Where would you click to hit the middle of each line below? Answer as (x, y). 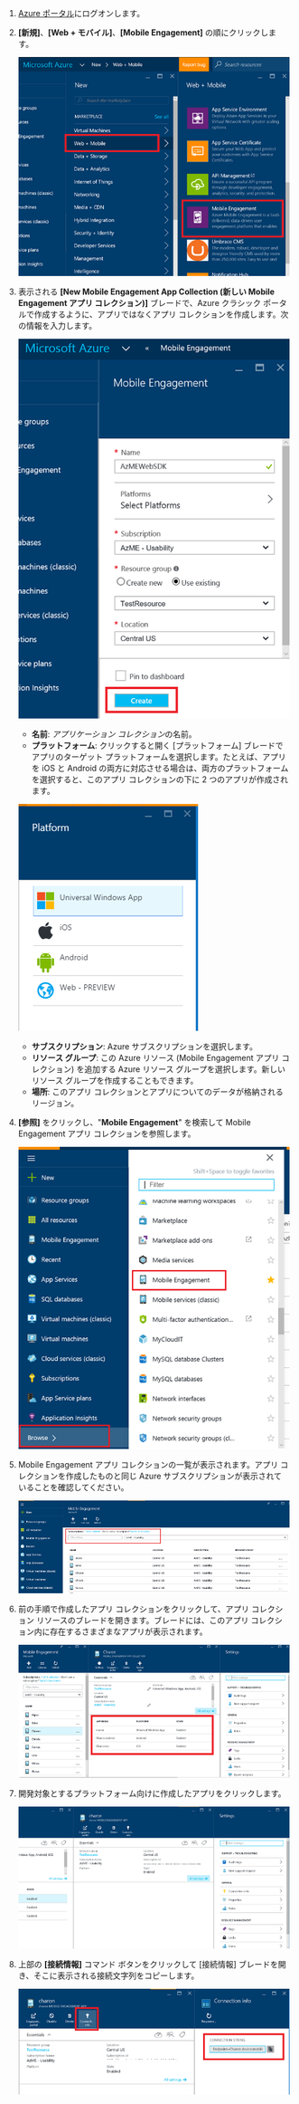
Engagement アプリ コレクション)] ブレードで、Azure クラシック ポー (149, 302)
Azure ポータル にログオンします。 (81, 13)
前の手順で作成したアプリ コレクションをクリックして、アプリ (134, 1609)
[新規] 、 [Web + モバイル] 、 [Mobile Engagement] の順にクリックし (143, 33)
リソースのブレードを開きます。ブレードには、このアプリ (142, 1620)
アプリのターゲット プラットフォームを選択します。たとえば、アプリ (159, 757)
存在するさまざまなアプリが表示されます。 (128, 1631)
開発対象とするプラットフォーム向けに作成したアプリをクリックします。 (152, 1793)
